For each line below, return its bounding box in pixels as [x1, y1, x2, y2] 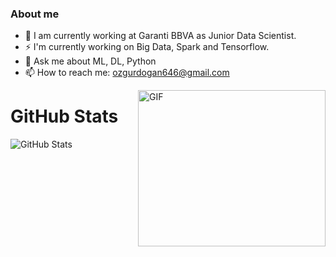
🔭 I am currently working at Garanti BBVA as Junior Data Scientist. [24, 30, 297, 42]
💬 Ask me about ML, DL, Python [24, 55, 157, 67]
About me [10, 7, 60, 21]
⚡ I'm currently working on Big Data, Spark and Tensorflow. [24, 41, 270, 53]
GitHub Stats [10, 105, 119, 128]
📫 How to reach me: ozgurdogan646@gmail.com [24, 67, 230, 79]
